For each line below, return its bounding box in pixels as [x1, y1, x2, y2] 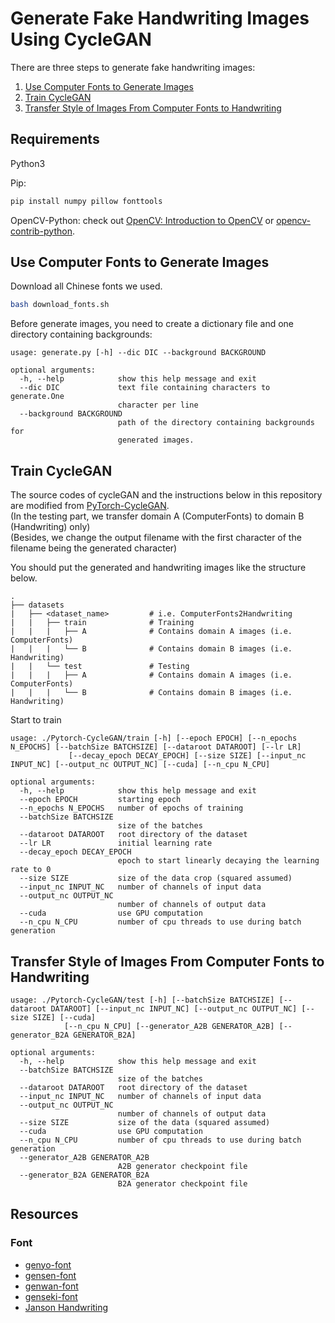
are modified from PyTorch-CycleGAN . [10, 500, 170, 512]
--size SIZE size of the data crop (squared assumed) [19, 873, 293, 884]
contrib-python [10, 225, 73, 237]
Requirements [10, 131, 100, 148]
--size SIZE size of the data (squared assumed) [19, 1117, 271, 1127]
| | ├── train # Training [10, 618, 195, 628]
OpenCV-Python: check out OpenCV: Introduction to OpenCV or [10, 214, 275, 226]
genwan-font [24, 1280, 79, 1292]
